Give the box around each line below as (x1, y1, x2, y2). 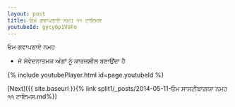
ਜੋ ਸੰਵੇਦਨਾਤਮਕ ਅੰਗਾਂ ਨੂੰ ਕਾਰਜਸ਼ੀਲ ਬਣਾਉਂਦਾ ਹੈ (17, 57, 126, 65)
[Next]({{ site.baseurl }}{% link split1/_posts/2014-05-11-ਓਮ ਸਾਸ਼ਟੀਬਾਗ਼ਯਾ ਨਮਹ (7, 84, 228, 93)
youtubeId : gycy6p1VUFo (7, 23, 78, 30)
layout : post (7, 10, 46, 18)
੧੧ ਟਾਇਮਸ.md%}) (7, 92, 58, 101)
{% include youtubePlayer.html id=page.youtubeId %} (7, 71, 164, 80)
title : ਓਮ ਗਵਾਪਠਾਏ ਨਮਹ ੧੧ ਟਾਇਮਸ (7, 17, 102, 24)
